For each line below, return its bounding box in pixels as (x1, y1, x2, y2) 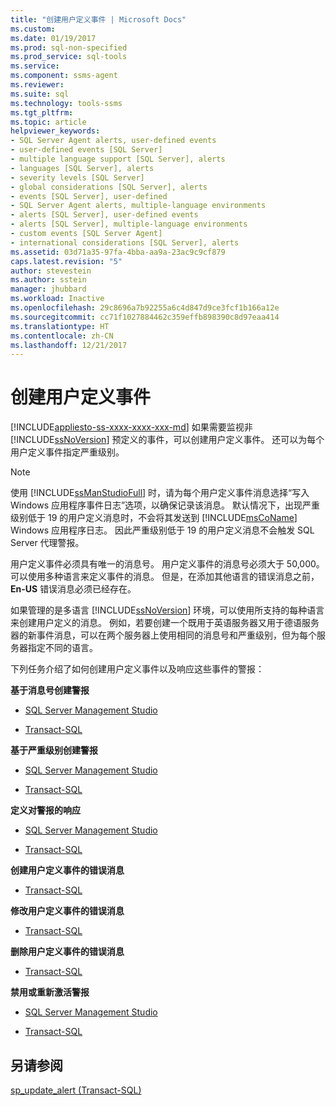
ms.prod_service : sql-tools (10, 52, 128, 62)
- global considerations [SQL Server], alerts (10, 182, 208, 192)
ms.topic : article (10, 117, 87, 127)
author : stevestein (10, 266, 92, 276)
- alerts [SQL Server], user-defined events (10, 210, 199, 220)
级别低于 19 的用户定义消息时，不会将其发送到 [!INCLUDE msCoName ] (10, 512, 298, 524)
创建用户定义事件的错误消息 (10, 864, 125, 876)
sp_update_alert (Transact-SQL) (10, 1084, 142, 1096)
